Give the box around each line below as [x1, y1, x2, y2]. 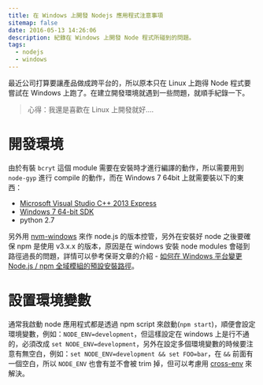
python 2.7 [19, 215, 55, 225]
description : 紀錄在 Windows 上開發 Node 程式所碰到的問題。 [8, 33, 195, 42]
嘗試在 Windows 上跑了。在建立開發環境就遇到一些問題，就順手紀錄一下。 [8, 88, 250, 97]
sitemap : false [8, 19, 58, 27]
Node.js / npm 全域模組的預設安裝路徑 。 [8, 261, 139, 271]
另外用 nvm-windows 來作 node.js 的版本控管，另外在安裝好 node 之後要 [8, 231, 244, 241]
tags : [8, 41, 26, 49]
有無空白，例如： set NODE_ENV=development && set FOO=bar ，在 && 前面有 [14, 349, 254, 358]
